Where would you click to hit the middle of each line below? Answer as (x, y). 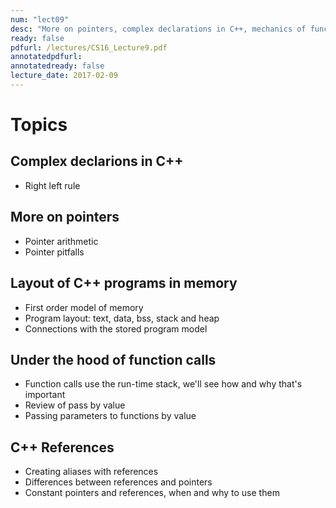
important (45, 395)
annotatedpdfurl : (46, 57)
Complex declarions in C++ (97, 161)
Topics (39, 125)
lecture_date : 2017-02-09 (64, 76)
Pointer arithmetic (61, 241)
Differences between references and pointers (118, 482)
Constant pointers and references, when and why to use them (152, 493)
